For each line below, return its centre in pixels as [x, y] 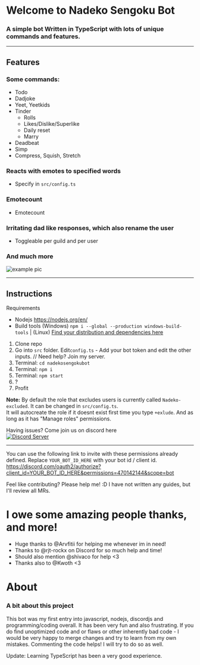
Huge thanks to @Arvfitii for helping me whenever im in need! [90, 544]
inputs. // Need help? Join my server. [60, 357]
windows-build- [164, 327]
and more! [32, 528]
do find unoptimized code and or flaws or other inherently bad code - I [93, 631]
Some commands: [33, 79]
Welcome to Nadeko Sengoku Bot [91, 10]
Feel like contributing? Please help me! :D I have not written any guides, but [98, 484]
